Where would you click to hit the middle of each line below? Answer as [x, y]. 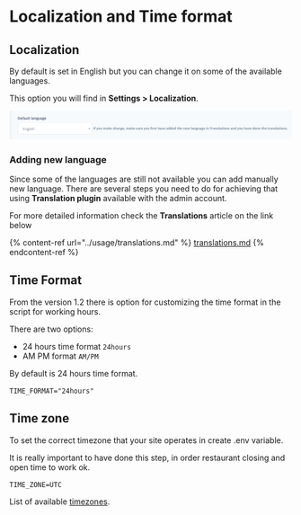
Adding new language [58, 159]
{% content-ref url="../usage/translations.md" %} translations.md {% [137, 243]
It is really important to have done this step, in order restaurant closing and [147, 457]
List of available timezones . [60, 502]
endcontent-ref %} [44, 253]
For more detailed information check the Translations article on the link [142, 216]
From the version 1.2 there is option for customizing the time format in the [145, 302]
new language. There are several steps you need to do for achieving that [144, 189]
